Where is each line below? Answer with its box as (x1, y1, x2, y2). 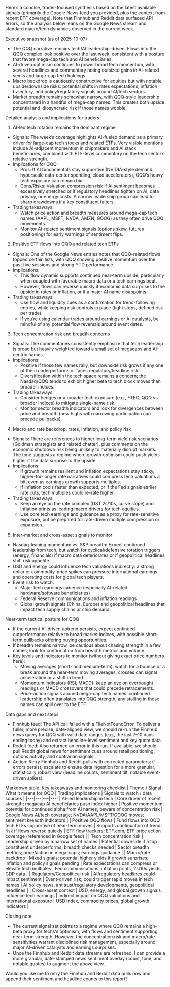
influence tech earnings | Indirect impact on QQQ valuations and (5, 893, 140, 898)
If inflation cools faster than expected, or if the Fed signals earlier (20, 484, 157, 490)
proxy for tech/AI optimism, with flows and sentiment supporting (23, 928, 158, 934)
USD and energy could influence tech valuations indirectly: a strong (12, 563, 154, 569)
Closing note (5, 913, 32, 919)
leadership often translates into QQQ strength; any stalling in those (20, 696, 160, 702)
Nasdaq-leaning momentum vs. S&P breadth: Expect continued (12, 542, 146, 547)
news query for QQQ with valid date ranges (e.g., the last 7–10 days (12, 732, 154, 737)
